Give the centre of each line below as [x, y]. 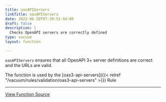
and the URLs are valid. [29, 65]
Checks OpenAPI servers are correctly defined [58, 33]
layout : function [23, 42]
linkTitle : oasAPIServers [32, 14]
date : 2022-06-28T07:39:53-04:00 [40, 19]
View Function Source [28, 94]
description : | [21, 28]
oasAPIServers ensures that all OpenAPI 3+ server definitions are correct [79, 60]
